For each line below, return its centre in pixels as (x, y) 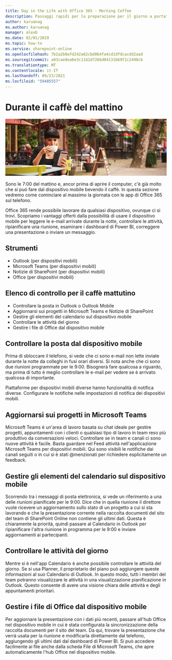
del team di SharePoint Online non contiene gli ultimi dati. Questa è (76, 519)
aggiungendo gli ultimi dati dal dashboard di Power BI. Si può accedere (80, 641)
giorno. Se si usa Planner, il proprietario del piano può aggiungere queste (82, 569)
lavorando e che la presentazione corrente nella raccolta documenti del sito (85, 513)
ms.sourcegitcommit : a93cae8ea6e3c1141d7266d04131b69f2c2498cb (74, 60)
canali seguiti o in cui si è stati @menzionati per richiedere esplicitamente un (86, 454)
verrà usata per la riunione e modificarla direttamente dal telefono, (75, 635)
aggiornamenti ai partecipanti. (37, 535)
